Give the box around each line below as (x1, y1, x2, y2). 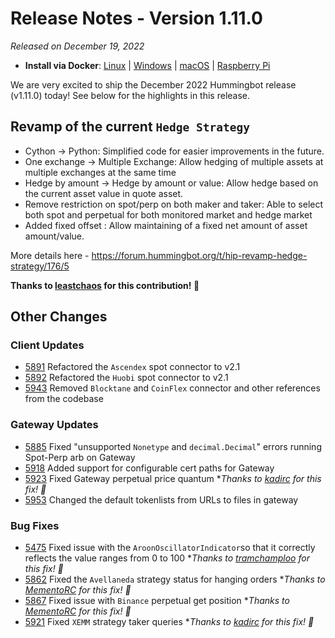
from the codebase (24, 393, 104, 405)
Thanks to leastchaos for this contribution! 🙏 (10, 279, 200, 291)
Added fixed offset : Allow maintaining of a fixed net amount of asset (24, 219, 308, 231)
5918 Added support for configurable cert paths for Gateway (24, 462, 275, 474)
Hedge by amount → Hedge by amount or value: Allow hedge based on (24, 177, 319, 189)
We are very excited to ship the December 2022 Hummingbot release (10, 78, 297, 91)
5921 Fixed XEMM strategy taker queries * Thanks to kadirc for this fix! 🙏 (24, 616, 315, 628)
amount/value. (24, 230, 85, 242)
